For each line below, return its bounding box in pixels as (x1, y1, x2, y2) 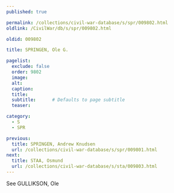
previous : (6, 135, 31, 141)
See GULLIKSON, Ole (6, 180, 59, 187)
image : (11, 75, 28, 81)
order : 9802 (11, 69, 42, 75)
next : (6, 152, 20, 158)
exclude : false (11, 64, 50, 70)
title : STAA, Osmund (11, 158, 63, 164)
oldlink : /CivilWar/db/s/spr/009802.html (6, 25, 112, 31)
